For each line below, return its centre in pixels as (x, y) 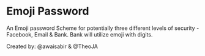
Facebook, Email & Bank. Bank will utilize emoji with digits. (80, 34)
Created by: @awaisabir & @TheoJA (52, 46)
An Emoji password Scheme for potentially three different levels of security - (103, 28)
